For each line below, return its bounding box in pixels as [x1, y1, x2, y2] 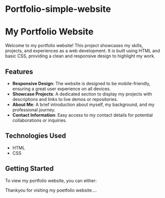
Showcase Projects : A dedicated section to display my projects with [12, 91, 152, 97]
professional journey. [12, 106, 55, 112]
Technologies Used [5, 132, 66, 140]
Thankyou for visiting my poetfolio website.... [5, 187, 97, 193]
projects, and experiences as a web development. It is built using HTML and [5, 48, 160, 54]
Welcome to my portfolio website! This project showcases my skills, [5, 43, 143, 49]
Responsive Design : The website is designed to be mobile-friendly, [12, 80, 151, 86]
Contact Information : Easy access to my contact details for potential [12, 112, 153, 118]
